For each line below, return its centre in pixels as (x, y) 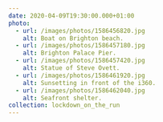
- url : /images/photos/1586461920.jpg (81, 75)
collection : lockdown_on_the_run (64, 105)
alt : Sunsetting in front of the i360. (90, 83)
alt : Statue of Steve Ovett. (71, 68)
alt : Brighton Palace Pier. (69, 53)
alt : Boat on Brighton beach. (73, 38)
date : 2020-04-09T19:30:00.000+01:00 (71, 16)
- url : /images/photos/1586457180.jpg (81, 46)
